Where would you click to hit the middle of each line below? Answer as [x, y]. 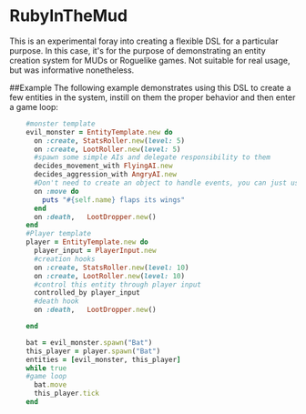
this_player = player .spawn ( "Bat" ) [93, 351]
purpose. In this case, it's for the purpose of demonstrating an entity [138, 50]
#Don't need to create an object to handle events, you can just [160, 183]
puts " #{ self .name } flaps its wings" [113, 200]
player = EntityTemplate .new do [87, 242]
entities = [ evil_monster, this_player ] [103, 359]
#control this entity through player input [117, 284]
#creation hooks [64, 259]
